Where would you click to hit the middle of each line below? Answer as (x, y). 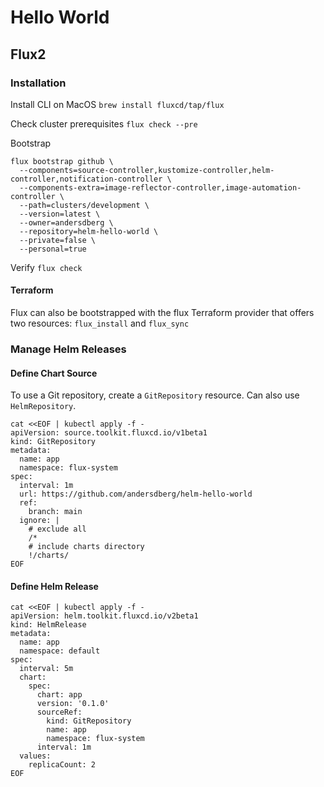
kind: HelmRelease (48, 625)
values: (35, 756)
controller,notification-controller (86, 179)
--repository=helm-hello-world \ (89, 231)
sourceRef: (59, 712)
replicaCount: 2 (62, 765)
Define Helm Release (54, 586)
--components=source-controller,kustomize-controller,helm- (147, 170)
